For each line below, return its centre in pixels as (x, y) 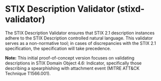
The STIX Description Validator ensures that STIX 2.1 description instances (80, 33)
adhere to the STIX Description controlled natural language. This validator (79, 38)
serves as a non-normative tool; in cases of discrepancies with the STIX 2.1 (80, 43)
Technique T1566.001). (28, 73)
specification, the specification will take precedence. (58, 48)
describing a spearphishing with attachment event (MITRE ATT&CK (72, 68)
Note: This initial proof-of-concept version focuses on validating (70, 58)
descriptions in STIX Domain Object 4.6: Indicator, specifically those (73, 63)
